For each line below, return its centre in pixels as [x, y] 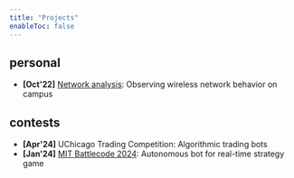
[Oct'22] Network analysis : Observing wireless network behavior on [150, 84]
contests [35, 122]
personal [35, 63]
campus [38, 94]
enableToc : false [42, 26]
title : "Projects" [44, 18]
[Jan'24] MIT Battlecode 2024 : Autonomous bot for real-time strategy [153, 154]
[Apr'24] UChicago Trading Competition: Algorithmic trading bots [145, 145]
